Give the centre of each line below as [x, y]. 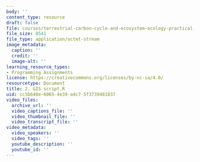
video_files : [22, 100]
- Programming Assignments [40, 72]
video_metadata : [26, 128]
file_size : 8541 [26, 34]
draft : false [22, 23]
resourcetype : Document [36, 84]
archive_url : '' [32, 105]
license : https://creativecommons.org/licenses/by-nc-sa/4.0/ [85, 78]
